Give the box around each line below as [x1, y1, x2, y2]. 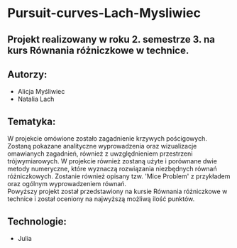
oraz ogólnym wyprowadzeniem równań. [7, 180, 126, 188]
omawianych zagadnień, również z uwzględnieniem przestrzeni [7, 149, 193, 158]
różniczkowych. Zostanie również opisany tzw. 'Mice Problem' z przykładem [7, 172, 231, 180]
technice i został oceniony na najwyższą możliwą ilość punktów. [7, 195, 195, 203]
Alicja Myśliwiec [17, 87, 65, 96]
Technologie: [7, 215, 67, 227]
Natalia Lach [17, 95, 55, 104]
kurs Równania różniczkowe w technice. [7, 44, 189, 56]
